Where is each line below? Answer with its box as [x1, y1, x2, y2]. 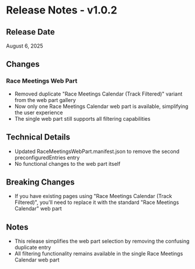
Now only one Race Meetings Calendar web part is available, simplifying [14, 103, 189, 110]
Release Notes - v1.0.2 [6, 4, 118, 17]
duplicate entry [14, 244, 51, 251]
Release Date [6, 27, 55, 37]
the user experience [14, 109, 63, 116]
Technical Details [6, 132, 71, 142]
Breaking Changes [6, 177, 75, 187]
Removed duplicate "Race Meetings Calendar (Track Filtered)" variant [14, 90, 183, 97]
